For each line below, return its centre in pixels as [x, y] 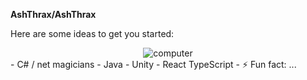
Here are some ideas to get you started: [92, 33]
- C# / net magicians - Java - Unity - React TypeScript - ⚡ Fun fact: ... [153, 64]
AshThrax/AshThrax [53, 14]
